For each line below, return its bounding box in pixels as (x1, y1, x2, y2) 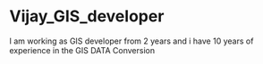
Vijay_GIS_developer (9, 6, 165, 27)
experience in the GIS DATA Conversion (9, 44, 155, 55)
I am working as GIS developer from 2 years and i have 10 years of (9, 36, 254, 46)
